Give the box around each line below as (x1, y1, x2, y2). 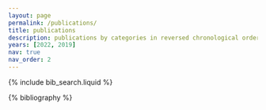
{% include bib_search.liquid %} (8, 77, 113, 87)
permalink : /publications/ (8, 19, 97, 27)
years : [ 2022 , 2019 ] (8, 41, 77, 49)
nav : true (8, 48, 41, 56)
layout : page (8, 11, 51, 20)
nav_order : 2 (8, 56, 51, 64)
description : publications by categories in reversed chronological (8, 33, 239, 42)
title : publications (8, 26, 77, 34)
